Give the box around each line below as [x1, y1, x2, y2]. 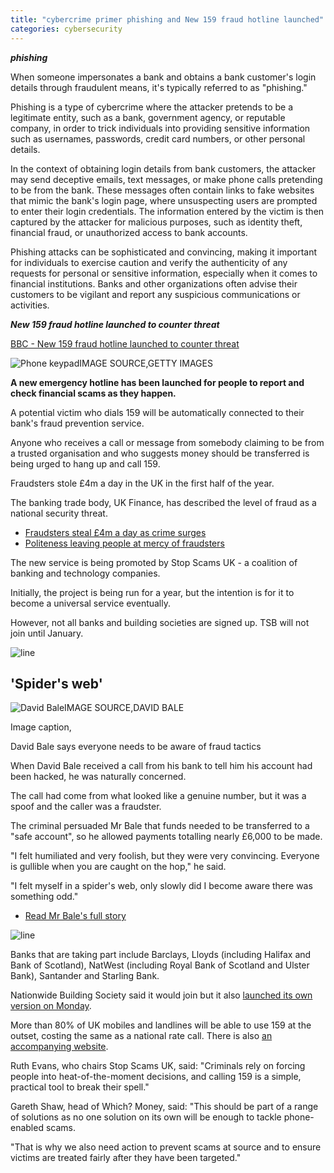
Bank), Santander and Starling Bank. [10, 970, 160, 982]
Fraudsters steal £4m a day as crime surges [24, 526, 207, 538]
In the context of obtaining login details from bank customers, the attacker [10, 162, 317, 175]
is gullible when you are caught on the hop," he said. [10, 861, 227, 873]
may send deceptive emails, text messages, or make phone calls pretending [10, 173, 323, 185]
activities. [10, 299, 50, 311]
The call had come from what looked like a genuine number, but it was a [10, 790, 307, 802]
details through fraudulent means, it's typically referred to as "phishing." [10, 81, 308, 93]
